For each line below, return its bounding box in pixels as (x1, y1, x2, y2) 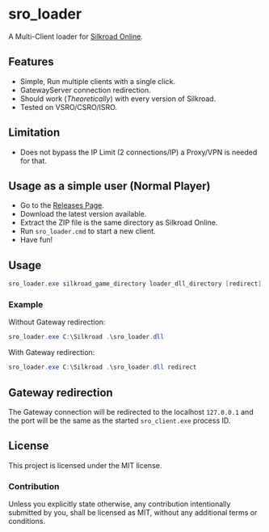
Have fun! (19, 235, 53, 245)
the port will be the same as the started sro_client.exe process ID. (8, 416, 231, 425)
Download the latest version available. (19, 209, 147, 219)
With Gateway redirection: (8, 348, 95, 357)
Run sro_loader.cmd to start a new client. (19, 226, 156, 236)
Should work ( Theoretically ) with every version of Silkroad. (19, 94, 216, 103)
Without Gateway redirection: (8, 317, 106, 327)
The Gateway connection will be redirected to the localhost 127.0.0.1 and (8, 407, 254, 416)
